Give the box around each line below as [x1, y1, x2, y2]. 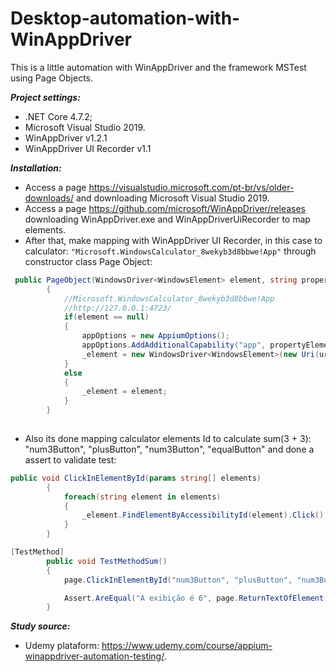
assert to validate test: [24, 453, 117, 466]
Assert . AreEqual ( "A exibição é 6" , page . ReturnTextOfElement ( [63, 593, 329, 603]
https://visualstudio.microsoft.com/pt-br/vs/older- [88, 181, 295, 193]
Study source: [10, 620, 71, 632]
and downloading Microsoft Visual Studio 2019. [75, 192, 270, 204]
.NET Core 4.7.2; [24, 110, 93, 122]
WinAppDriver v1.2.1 [24, 132, 108, 144]
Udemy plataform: [24, 640, 100, 652]
